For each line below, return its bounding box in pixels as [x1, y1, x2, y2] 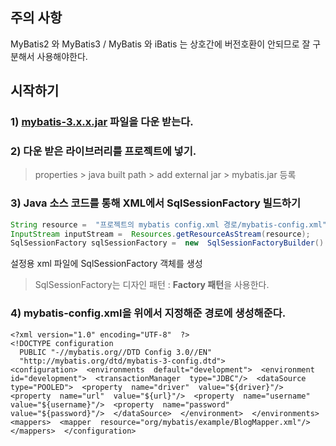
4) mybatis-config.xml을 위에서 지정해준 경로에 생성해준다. [10, 306, 287, 320]
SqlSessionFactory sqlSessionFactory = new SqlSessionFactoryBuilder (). [10, 238, 329, 248]
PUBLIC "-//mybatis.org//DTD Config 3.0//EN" [19, 347, 213, 357]
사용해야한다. [36, 50, 88, 62]
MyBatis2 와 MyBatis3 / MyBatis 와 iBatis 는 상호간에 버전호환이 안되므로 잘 [10, 38, 311, 50]
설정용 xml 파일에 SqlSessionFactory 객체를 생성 [10, 258, 203, 270]
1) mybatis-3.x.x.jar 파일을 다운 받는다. [10, 115, 194, 129]
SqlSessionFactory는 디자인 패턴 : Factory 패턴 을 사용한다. [34, 279, 270, 291]
